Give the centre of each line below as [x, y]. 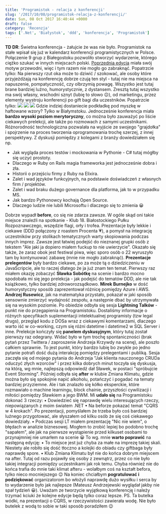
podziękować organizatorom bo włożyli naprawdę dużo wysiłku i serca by [81, 480]
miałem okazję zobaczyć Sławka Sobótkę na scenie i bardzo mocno [75, 273]
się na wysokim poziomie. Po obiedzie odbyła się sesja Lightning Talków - [81, 305]
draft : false [19, 24]
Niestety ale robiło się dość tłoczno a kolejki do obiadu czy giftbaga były [79, 448]
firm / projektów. [29, 184]
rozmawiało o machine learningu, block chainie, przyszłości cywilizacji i [78, 390]
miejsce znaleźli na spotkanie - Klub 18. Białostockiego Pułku [67, 220]
